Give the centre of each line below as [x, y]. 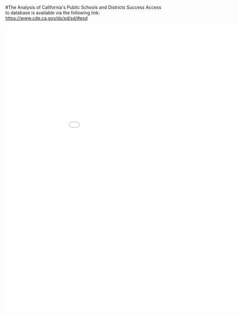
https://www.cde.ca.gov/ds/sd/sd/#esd [47, 18]
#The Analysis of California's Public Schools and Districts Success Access [83, 7]
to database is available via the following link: [53, 13]
